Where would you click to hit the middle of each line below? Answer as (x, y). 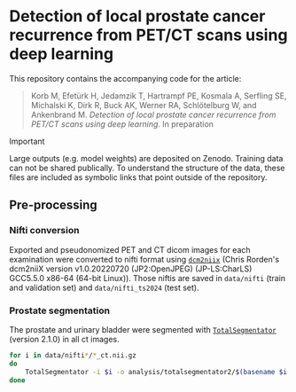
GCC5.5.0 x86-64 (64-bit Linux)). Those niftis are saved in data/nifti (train (148, 278)
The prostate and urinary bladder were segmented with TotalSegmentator (143, 329)
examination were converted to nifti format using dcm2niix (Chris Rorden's (144, 259)
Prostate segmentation (60, 310)
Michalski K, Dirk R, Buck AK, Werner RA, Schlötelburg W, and (144, 105)
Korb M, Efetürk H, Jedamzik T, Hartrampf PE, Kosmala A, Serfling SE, (159, 96)
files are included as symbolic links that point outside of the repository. (138, 177)
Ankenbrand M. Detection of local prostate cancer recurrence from (153, 114)
